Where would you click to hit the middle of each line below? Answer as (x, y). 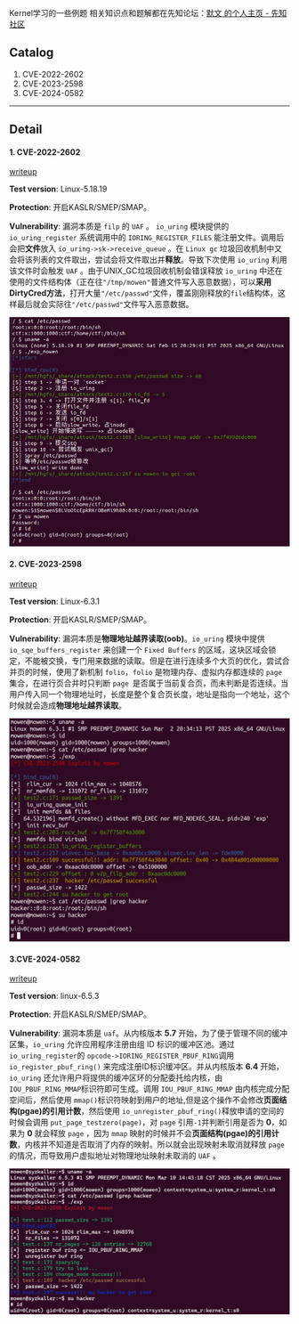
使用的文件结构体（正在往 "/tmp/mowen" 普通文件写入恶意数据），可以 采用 (140, 282)
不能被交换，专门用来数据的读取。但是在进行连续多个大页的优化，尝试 (153, 661)
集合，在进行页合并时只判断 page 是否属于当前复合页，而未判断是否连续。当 (149, 683)
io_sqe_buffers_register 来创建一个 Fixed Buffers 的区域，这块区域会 (139, 649)
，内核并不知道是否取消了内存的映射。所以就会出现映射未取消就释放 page (151, 1145)
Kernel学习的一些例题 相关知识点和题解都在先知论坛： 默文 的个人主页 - (139, 13)
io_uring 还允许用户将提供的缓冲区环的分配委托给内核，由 (116, 1078)
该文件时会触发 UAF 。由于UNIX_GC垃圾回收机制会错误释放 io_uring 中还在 (146, 271)
